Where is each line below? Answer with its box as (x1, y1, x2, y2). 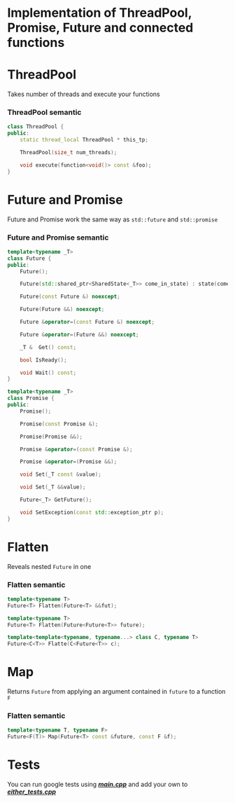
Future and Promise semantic (7, 233, 109, 242)
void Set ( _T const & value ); (20, 471, 101, 478)
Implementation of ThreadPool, (7, 5, 192, 21)
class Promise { (7, 394, 55, 402)
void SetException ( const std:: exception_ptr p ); (20, 509, 164, 516)
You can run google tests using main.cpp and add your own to (7, 780, 188, 789)
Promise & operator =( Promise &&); (20, 458, 117, 465)
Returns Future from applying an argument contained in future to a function (7, 687, 226, 696)
